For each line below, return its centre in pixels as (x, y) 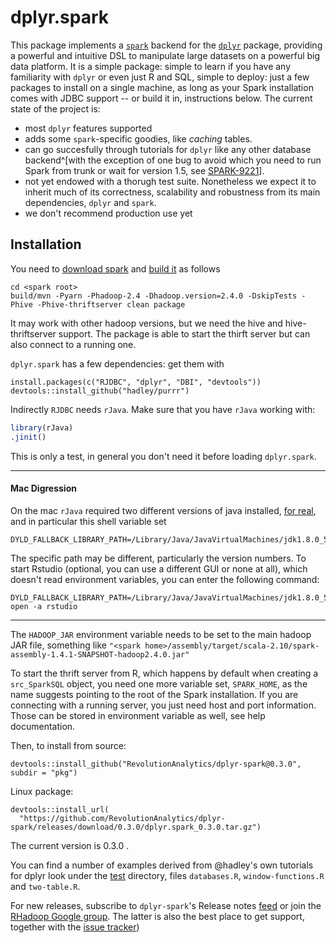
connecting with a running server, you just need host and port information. (163, 705)
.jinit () (28, 437)
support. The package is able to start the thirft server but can (184, 333)
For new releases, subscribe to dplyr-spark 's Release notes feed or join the (166, 905)
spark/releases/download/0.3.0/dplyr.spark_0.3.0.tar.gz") (136, 827)
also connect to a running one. (73, 344)
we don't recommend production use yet (108, 213)
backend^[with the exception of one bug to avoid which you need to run (173, 160)
